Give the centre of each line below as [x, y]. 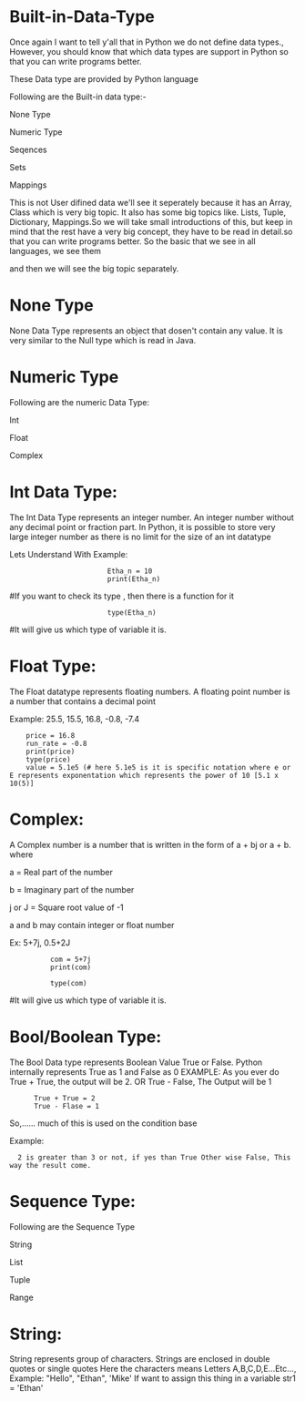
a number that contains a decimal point [83, 701]
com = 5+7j [71, 959]
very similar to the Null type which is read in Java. [103, 340]
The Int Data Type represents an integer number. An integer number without [152, 517]
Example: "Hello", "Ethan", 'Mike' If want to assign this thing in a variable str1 [152, 1378]
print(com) [71, 967]
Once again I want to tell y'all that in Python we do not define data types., [147, 42]
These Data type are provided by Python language [104, 78]
